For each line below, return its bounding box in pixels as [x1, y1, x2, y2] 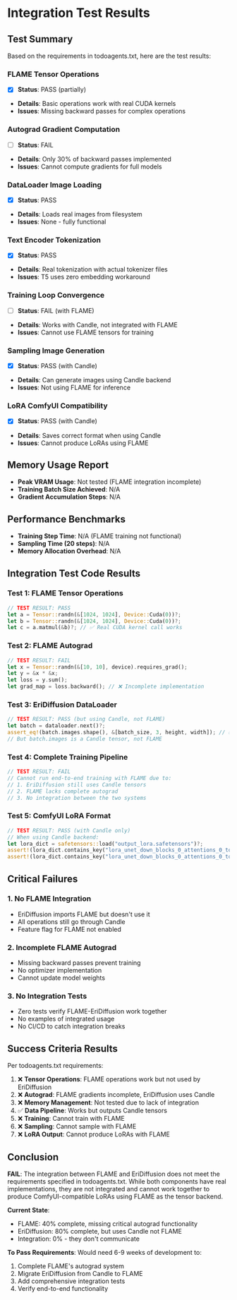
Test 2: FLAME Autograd [7, 640, 93, 650]
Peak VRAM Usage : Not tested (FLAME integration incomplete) [17, 478, 202, 486]
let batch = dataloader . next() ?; [7, 722, 106, 729]
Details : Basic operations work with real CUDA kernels [17, 99, 176, 108]
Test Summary [7, 33, 73, 45]
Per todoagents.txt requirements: [7, 1062, 104, 1070]
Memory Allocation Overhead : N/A [17, 547, 121, 555]
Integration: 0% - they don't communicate [17, 1234, 140, 1243]
